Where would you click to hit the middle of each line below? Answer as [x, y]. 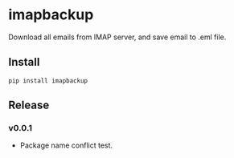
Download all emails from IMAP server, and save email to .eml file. [117, 37]
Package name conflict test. [66, 145]
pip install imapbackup [48, 81]
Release [29, 105]
